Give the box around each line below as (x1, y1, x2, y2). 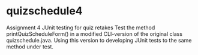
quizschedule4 (6, 4, 83, 18)
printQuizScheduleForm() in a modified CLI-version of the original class (6, 30, 183, 37)
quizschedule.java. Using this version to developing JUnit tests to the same (6, 36, 192, 44)
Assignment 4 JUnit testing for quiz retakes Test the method (6, 24, 155, 31)
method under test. (6, 43, 54, 50)
